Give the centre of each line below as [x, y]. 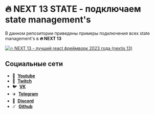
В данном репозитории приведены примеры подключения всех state [77, 33]
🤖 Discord [23, 101]
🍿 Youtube [23, 76]
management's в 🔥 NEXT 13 [33, 38]
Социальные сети [34, 64]
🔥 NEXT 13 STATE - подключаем [73, 9]
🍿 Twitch [22, 81]
